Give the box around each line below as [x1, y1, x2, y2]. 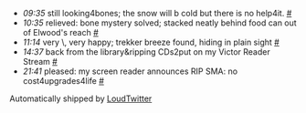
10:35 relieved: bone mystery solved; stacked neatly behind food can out [22, 17, 297, 28]
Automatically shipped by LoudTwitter [9, 93, 153, 104]
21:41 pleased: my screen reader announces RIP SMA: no [22, 66, 238, 77]
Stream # [22, 56, 58, 67]
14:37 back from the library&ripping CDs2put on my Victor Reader [22, 46, 271, 57]
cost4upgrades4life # [22, 76, 105, 86]
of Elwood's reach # [22, 27, 99, 37]
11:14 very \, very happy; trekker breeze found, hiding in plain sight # [22, 36, 280, 47]
